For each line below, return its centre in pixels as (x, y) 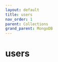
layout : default (22, 10)
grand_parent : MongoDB (29, 29)
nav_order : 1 (19, 19)
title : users (19, 15)
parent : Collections (27, 24)
